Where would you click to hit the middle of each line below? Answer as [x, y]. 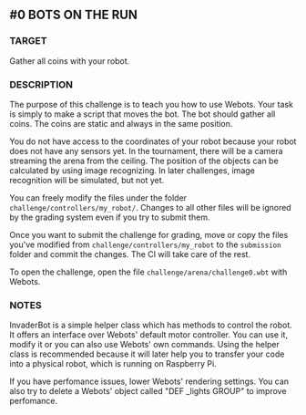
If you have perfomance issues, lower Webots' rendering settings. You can [149, 381]
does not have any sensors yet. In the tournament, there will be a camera [147, 150]
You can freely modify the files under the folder [98, 197]
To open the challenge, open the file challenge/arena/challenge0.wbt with [148, 272]
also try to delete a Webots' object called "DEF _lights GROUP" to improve [148, 391]
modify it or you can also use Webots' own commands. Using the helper [145, 345]
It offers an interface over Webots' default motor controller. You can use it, [149, 335]
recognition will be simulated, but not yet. [87, 180]
